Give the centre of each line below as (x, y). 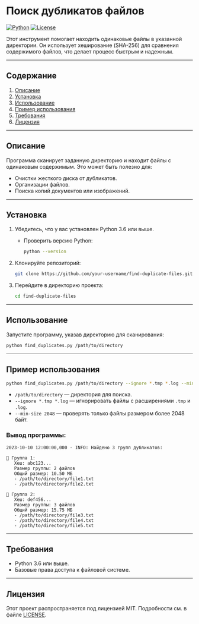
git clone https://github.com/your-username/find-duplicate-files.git (104, 274)
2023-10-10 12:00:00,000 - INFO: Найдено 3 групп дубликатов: (84, 447)
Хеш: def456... (33, 499)
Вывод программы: (36, 435)
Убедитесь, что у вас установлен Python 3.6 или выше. (84, 229)
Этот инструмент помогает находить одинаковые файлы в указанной (94, 39)
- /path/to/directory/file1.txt (54, 479)
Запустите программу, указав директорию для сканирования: (85, 335)
